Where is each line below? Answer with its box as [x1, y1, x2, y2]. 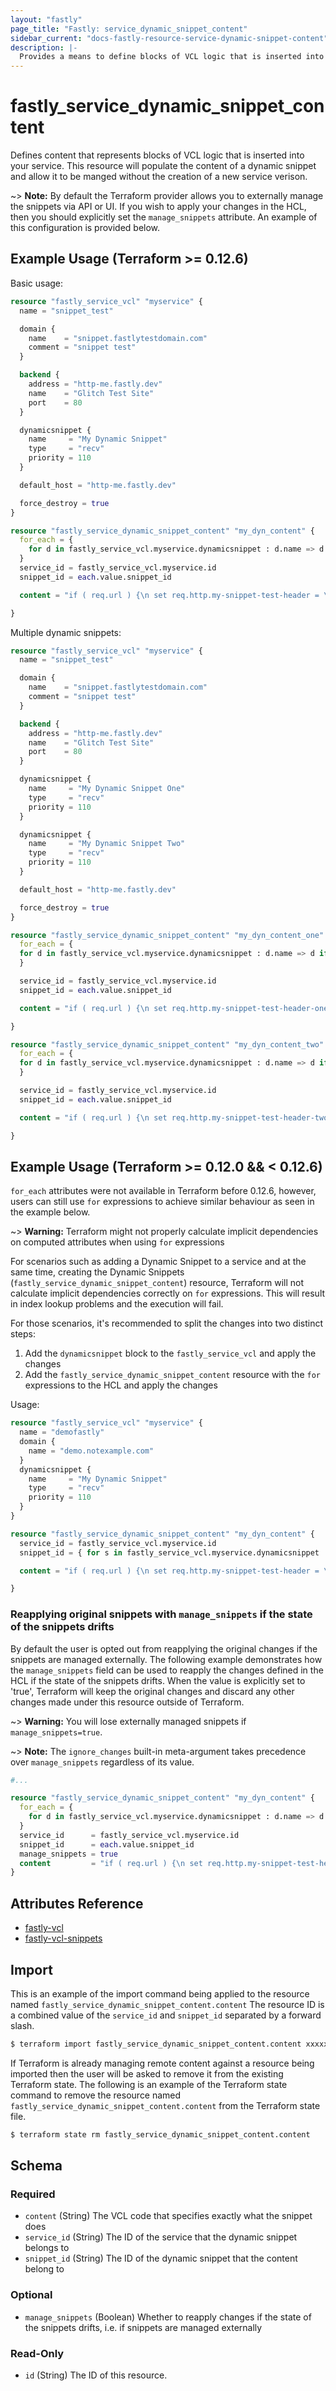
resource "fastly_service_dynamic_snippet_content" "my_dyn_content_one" [10, 930, 325, 940]
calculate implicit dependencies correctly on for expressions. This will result [10, 1287, 326, 1300]
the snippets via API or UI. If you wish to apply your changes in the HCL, [10, 201, 307, 213]
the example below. [10, 1206, 91, 1218]
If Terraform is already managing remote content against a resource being [10, 2057, 315, 2069]
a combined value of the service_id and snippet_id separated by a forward [10, 2009, 322, 2021]
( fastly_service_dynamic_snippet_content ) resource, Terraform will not [10, 1277, 305, 1289]
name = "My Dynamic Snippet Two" [28, 839, 186, 849]
